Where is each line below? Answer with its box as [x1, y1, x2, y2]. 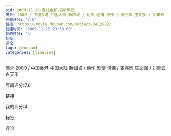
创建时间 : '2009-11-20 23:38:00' [5, 26, 74, 32]
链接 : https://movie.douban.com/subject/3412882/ [5, 21, 111, 27]
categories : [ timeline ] [5, 50, 56, 55]
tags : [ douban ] [5, 45, 38, 50]
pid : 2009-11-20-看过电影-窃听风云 [5, 7, 75, 13]
